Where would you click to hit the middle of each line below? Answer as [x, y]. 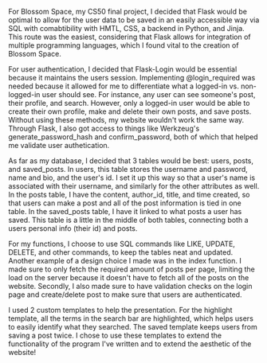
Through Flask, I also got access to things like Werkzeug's [104, 128]
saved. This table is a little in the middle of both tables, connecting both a [128, 220]
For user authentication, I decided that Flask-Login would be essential [123, 69]
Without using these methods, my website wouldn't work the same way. [126, 120]
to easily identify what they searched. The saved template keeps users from [133, 327]
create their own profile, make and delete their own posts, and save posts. [130, 111]
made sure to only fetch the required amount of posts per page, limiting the [132, 269]
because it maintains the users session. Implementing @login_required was [132, 78]
